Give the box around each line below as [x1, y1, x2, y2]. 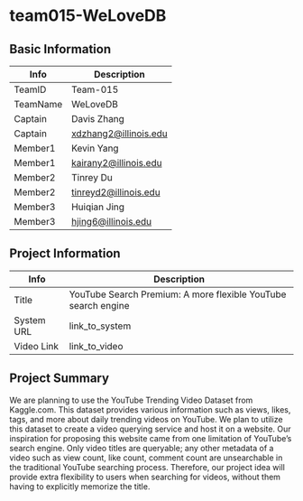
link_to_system [69, 320, 132, 332]
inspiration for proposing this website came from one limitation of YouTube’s [9, 432, 292, 443]
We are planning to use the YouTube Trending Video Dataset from [9, 394, 253, 405]
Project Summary [9, 371, 110, 386]
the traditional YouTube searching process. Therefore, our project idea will [9, 461, 286, 472]
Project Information [9, 246, 121, 262]
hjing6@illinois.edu [70, 216, 152, 227]
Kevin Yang [70, 142, 119, 154]
